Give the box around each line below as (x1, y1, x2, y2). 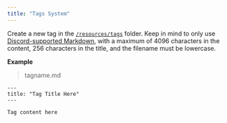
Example (7, 57, 34, 66)
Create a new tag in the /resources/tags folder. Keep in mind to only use (7, 29, 216, 38)
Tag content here (7, 108, 58, 115)
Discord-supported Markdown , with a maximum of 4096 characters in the (7, 36, 220, 45)
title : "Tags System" (7, 10, 71, 17)
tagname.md (24, 71, 61, 79)
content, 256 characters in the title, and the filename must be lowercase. (7, 44, 217, 52)
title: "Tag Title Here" (7, 90, 80, 97)
